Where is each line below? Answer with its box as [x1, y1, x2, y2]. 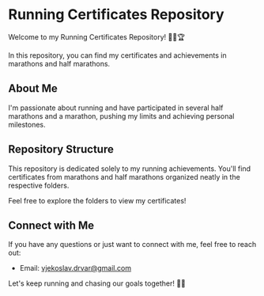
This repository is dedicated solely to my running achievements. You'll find [8, 164, 251, 173]
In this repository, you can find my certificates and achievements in [8, 50, 227, 60]
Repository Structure [8, 142, 115, 156]
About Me [8, 82, 58, 96]
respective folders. [8, 180, 70, 190]
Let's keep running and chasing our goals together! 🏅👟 [8, 279, 186, 288]
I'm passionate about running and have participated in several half [8, 103, 224, 112]
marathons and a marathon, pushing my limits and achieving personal [8, 111, 235, 120]
